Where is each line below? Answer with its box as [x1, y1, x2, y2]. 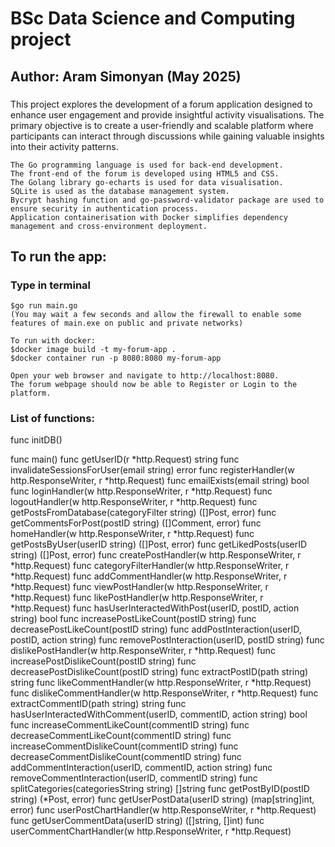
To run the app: [10, 248, 107, 265]
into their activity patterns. [10, 140, 119, 152]
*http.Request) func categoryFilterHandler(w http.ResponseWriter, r [10, 560, 290, 572]
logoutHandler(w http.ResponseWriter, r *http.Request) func [10, 496, 258, 508]
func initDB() [10, 434, 63, 446]
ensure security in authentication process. [10, 203, 199, 214]
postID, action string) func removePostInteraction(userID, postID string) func [10, 634, 325, 646]
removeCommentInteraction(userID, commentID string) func [10, 772, 258, 784]
